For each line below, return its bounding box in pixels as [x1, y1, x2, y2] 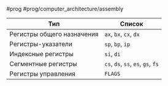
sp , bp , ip [104, 40, 131, 48]
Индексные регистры [9, 50, 74, 58]
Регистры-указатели [9, 40, 72, 48]
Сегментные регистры [9, 60, 78, 68]
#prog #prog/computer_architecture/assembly [6, 5, 124, 12]
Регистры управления [9, 70, 75, 78]
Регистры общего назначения [9, 30, 99, 38]
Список [120, 20, 143, 28]
